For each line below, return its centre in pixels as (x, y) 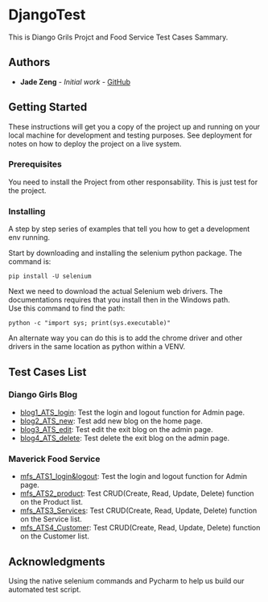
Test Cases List (47, 372)
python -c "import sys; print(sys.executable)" (90, 324)
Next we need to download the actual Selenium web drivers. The (115, 291)
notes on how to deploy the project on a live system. (95, 143)
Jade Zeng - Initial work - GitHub (75, 81)
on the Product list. (51, 502)
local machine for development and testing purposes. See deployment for (130, 135)
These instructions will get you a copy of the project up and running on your (134, 126)
